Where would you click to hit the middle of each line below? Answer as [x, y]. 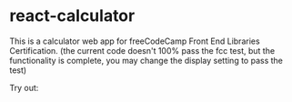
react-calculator [72, 16]
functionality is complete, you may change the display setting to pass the [146, 60]
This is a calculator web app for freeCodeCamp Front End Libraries [135, 41]
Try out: [24, 87]
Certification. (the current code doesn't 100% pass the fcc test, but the [142, 50]
